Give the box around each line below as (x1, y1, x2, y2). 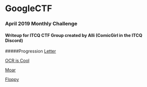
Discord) (5, 37, 24, 43)
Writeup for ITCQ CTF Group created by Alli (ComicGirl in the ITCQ (5, 32, 143, 38)
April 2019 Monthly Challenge (5, 20, 77, 27)
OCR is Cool (5, 58, 30, 64)
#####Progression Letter (5, 48, 56, 54)
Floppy (5, 76, 19, 83)
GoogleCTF (5, 3, 52, 14)
